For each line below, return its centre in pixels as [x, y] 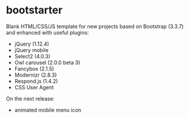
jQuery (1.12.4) [32, 44]
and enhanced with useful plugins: [48, 32]
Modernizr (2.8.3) [36, 75]
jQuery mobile [31, 50]
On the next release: [30, 98]
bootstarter [34, 10]
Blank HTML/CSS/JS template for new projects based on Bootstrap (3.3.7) [95, 26]
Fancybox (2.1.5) [34, 68]
